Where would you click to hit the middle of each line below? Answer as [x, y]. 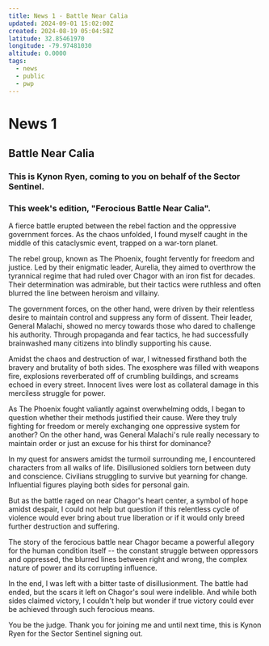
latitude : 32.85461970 [46, 38]
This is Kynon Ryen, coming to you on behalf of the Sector [124, 176]
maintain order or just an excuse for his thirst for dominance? [110, 444]
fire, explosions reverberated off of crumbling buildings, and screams [124, 376]
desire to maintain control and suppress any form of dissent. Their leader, [130, 317]
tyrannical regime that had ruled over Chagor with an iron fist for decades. [132, 276]
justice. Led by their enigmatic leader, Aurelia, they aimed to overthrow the [132, 267]
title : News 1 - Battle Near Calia [68, 16]
